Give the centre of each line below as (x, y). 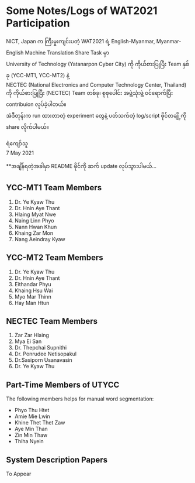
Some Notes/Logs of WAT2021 (82, 11)
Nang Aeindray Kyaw (40, 239)
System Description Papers (57, 460)
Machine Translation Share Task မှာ (67, 52)
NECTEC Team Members (52, 321)
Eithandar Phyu (33, 284)
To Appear (19, 474)
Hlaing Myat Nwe (35, 214)
